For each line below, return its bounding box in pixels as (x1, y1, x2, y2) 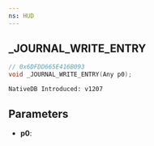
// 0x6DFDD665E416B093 (8, 63, 85, 71)
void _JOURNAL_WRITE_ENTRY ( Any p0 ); (8, 70, 132, 79)
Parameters (8, 106, 69, 121)
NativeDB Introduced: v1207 (8, 86, 104, 94)
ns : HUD (8, 11, 35, 20)
